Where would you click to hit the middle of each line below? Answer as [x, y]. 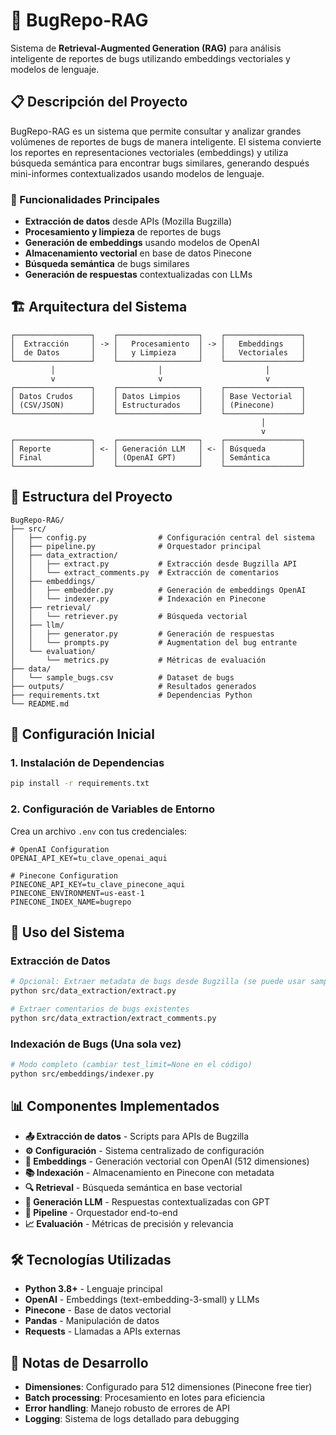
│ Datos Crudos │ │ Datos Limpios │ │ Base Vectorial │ [158, 396]
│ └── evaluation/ [53, 651]
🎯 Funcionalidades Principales [85, 199]
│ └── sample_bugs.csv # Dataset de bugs [122, 677]
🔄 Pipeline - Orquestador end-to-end [101, 1212]
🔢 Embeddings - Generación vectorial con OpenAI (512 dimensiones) [167, 1161]
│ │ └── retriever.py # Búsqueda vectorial [129, 616]
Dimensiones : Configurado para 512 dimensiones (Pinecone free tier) [168, 1387]
